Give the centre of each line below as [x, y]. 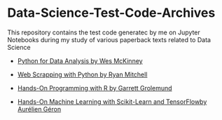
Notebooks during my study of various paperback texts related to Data [109, 39]
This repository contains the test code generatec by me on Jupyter [104, 32]
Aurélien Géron [39, 109]
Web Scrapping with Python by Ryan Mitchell [82, 74]
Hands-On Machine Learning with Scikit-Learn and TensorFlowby [112, 101]
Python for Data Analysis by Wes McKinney [80, 60]
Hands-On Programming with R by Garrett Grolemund [95, 88]
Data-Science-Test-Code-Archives [111, 13]
